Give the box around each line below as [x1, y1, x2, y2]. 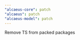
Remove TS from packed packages [4, 30, 75, 36]
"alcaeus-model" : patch [4, 16, 53, 21]
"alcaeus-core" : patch [4, 7, 51, 12]
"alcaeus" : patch [4, 12, 40, 17]
